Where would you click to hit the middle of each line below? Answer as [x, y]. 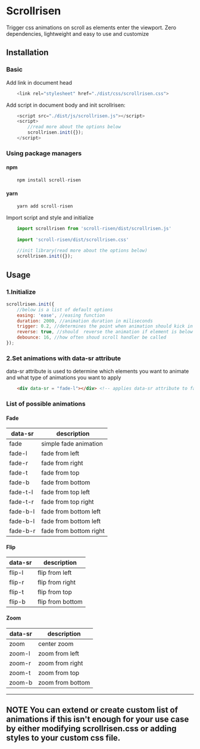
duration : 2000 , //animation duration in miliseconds [85, 321]
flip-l [16, 572]
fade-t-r [21, 502]
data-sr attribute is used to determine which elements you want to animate [98, 372]
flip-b [17, 602]
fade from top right [68, 502]
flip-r [17, 583]
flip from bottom [60, 602]
